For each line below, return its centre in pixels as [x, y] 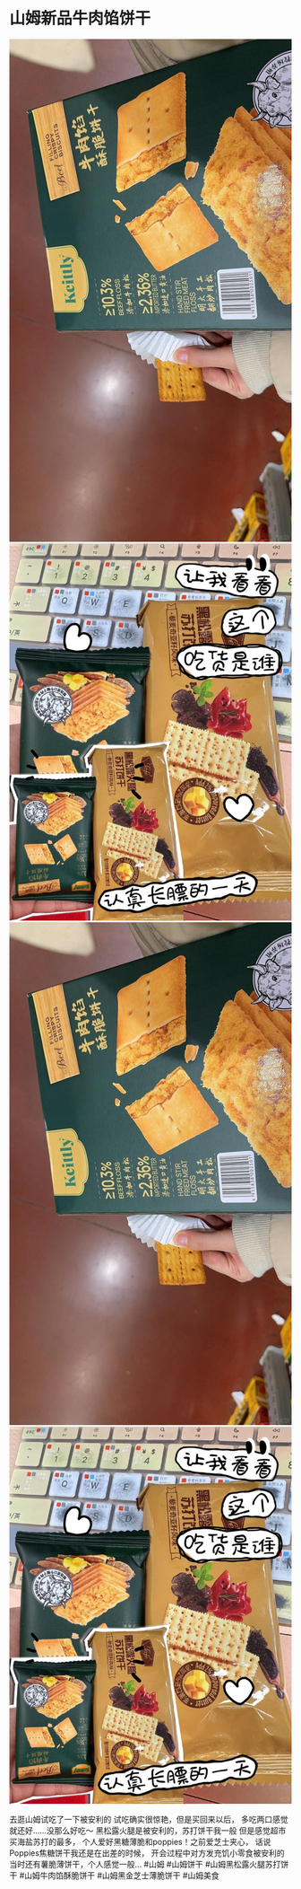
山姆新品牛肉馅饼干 [80, 18]
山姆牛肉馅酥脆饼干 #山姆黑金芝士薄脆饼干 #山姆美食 [121, 1875]
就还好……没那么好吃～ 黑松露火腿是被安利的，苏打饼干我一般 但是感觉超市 [148, 1830]
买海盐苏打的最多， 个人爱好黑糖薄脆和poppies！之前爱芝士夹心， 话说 [140, 1841]
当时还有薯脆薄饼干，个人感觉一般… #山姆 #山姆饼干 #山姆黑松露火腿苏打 [145, 1864]
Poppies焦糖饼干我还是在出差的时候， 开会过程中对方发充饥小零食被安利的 [147, 1853]
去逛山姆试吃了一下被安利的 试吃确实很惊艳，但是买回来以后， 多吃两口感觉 [149, 1819]
